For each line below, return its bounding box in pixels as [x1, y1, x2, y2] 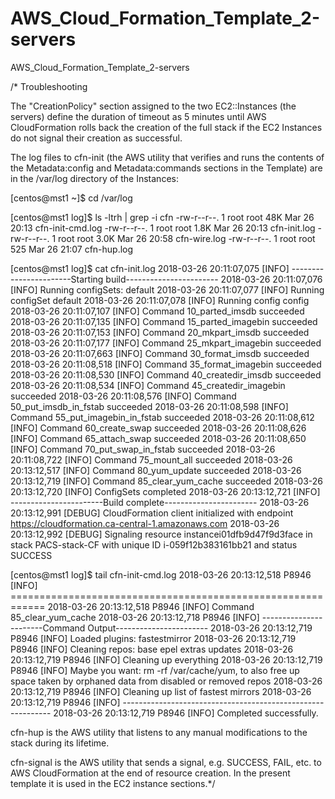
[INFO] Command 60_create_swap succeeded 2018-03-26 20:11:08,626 [10, 422, 307, 434]
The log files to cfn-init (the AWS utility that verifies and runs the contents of [10, 151, 325, 163]
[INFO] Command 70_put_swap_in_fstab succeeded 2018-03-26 [10, 443, 276, 455]
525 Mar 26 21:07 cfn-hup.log [10, 243, 134, 255]
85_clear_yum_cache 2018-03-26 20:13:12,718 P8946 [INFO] [10, 611, 260, 623]
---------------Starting [10, 273, 104, 285]
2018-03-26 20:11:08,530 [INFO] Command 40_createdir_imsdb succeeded [10, 368, 322, 381]
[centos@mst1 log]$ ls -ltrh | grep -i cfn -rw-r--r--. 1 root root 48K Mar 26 [10, 211, 315, 223]
